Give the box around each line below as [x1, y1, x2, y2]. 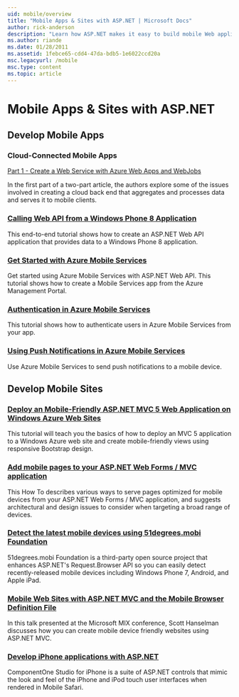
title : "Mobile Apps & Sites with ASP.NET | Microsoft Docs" [7, 17, 193, 24]
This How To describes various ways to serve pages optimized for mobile [7, 487, 223, 496]
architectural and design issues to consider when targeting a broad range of [7, 502, 230, 511]
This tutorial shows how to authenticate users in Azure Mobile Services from [7, 320, 231, 329]
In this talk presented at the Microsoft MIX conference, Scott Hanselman [7, 619, 219, 628]
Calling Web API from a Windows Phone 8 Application [7, 213, 197, 223]
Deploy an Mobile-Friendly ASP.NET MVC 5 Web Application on [7, 404, 231, 414]
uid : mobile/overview [7, 10, 72, 18]
